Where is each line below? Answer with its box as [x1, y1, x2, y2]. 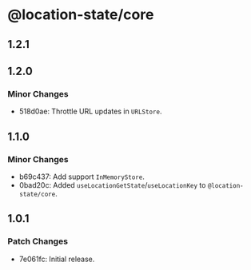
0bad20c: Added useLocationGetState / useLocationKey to [18, 180, 206, 189]
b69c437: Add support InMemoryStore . [18, 172, 145, 181]
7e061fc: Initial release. [18, 254, 95, 264]
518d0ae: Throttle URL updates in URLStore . [18, 106, 162, 117]
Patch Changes [7, 236, 69, 247]
